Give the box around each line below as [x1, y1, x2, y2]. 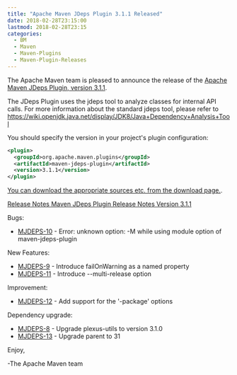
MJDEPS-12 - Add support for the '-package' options [17, 297, 173, 306]
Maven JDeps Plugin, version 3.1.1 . [7, 83, 108, 92]
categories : [7, 30, 42, 37]
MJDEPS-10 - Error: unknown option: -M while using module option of [17, 227, 222, 236]
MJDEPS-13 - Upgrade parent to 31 [17, 332, 121, 340]
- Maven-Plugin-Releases [13, 57, 87, 64]
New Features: [7, 248, 50, 257]
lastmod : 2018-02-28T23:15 [7, 23, 87, 30]
